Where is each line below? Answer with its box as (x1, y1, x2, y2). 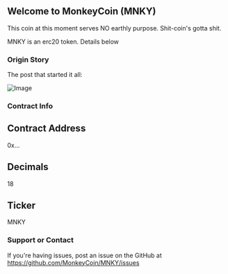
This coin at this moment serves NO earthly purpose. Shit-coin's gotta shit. (7, 24, 222, 32)
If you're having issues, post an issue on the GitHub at (7, 251, 162, 259)
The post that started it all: (7, 71, 83, 79)
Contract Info (7, 101, 54, 111)
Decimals (7, 161, 49, 173)
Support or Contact (7, 235, 74, 245)
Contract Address (7, 123, 86, 135)
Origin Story (7, 55, 49, 65)
